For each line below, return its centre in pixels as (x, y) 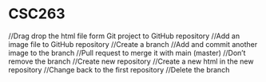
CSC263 (37, 14)
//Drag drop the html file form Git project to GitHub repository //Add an (124, 36)
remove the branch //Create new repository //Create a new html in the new (131, 61)
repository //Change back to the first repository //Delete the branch (119, 69)
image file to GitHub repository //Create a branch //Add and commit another (133, 44)
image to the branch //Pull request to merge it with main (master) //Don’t (127, 53)
